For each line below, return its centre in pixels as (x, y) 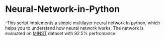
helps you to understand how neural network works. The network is (75, 28)
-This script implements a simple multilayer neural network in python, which (82, 23)
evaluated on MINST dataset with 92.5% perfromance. (61, 33)
